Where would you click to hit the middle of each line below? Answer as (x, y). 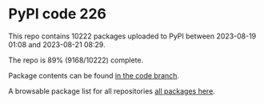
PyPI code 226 (57, 14)
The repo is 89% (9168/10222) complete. (76, 60)
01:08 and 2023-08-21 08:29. (57, 44)
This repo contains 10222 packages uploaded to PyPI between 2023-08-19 (132, 36)
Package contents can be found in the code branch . (94, 75)
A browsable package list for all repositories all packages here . (112, 91)
